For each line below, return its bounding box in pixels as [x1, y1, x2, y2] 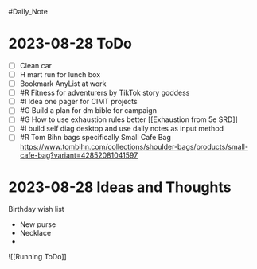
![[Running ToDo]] [8, 252, 68, 262]
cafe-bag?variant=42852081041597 [19, 150, 138, 160]
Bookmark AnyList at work [19, 79, 107, 88]
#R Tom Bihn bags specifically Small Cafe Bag [19, 133, 171, 142]
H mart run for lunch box [19, 70, 101, 79]
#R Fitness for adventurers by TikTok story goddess [19, 88, 190, 98]
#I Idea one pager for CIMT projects [19, 97, 138, 107]
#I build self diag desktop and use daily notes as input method [19, 123, 224, 134]
